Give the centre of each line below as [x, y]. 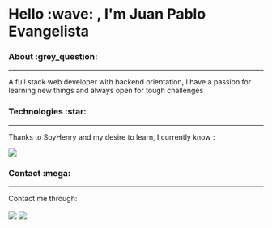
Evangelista [49, 31]
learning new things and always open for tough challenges [106, 91]
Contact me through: [43, 199]
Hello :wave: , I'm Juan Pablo [107, 14]
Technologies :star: [47, 112]
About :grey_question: [53, 57]
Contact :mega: [40, 173]
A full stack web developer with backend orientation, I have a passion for [130, 82]
